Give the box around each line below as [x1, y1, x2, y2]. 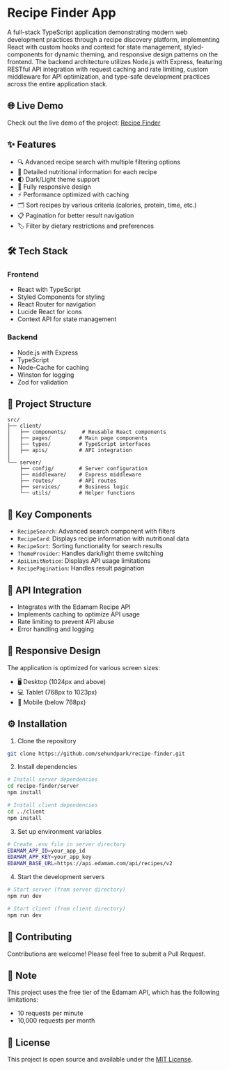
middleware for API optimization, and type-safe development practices [7, 72, 210, 81]
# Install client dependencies [7, 802, 98, 809]
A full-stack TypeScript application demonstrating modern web [7, 28, 188, 36]
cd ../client [7, 808, 45, 815]
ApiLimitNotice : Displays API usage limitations [17, 557, 151, 565]
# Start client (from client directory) [7, 905, 127, 912]
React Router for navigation [17, 300, 96, 309]
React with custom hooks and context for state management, [7, 42, 182, 51]
